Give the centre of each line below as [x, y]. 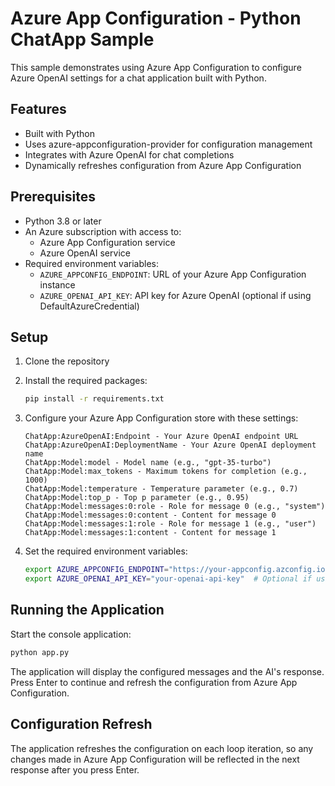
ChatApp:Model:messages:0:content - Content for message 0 [150, 515]
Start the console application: [71, 634]
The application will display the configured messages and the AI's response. [167, 671]
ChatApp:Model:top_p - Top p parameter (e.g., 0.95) [137, 498]
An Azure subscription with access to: [103, 231]
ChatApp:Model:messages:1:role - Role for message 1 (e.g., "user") [170, 524]
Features [38, 109]
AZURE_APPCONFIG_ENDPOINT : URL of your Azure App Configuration [173, 274]
